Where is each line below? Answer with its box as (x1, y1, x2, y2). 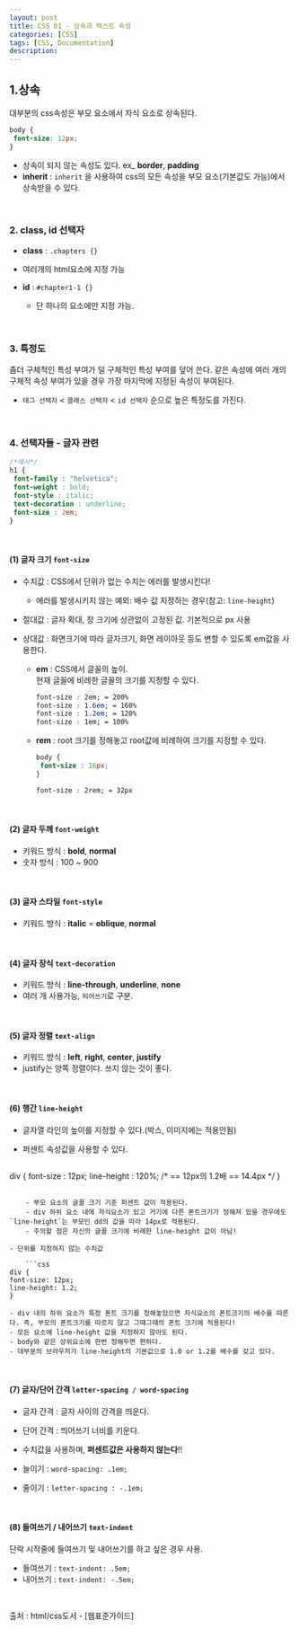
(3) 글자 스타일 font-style (9, 896, 103, 907)
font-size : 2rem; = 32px (35, 785, 133, 795)
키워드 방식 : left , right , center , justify (22, 1052, 162, 1063)
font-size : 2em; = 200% (35, 693, 129, 702)
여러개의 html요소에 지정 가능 (22, 263, 126, 274)
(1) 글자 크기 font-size (9, 554, 90, 565)
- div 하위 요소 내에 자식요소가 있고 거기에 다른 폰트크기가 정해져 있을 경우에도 (25, 1208, 287, 1217)
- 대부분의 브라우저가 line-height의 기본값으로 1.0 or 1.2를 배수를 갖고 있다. (9, 1347, 276, 1356)
